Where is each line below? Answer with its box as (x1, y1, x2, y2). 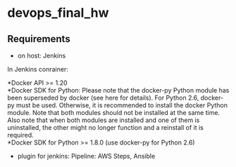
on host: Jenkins (17, 51, 66, 60)
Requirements (7, 33, 70, 45)
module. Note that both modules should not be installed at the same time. (7, 109, 221, 116)
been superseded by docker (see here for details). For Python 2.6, (7, 93, 199, 102)
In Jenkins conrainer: (7, 65, 68, 73)
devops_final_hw (7, 5, 109, 21)
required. (7, 131, 34, 139)
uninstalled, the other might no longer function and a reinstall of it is (7, 123, 204, 131)
